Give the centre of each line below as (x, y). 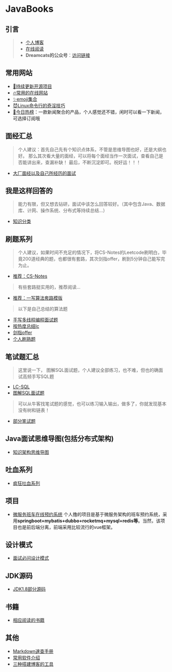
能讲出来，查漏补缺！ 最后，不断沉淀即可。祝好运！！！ (82, 162)
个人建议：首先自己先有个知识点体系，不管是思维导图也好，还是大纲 (90, 149)
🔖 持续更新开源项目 (32, 86)
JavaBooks (30, 9)
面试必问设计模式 (31, 558)
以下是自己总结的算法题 (43, 309)
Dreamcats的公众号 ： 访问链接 (58, 55)
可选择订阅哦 (26, 118)
